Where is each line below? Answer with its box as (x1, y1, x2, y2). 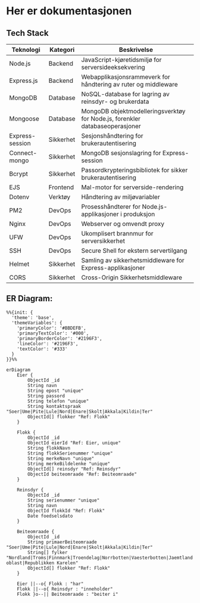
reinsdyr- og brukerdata (81, 97, 149, 106)
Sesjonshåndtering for (81, 132, 144, 140)
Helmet (9, 260, 30, 268)
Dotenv (9, 193, 30, 201)
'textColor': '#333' (17, 346, 68, 352)
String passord (27, 392, 65, 399)
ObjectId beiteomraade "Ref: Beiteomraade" (27, 471, 137, 477)
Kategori (49, 46, 75, 54)
